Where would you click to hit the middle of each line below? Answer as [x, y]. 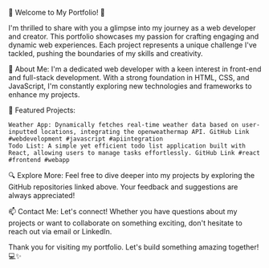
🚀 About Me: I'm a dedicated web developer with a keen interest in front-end [135, 69]
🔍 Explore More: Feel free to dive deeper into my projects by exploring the [132, 175]
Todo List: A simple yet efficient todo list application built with [127, 146]
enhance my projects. [44, 95]
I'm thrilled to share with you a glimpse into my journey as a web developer [132, 28]
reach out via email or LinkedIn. [60, 231]
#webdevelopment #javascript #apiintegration [86, 139]
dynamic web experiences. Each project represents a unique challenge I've [132, 45]
